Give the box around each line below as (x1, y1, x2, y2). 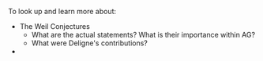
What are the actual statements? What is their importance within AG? (31, 30, 255, 39)
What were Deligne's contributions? (31, 38, 148, 48)
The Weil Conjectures (19, 22, 91, 30)
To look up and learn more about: (8, 7, 117, 16)
